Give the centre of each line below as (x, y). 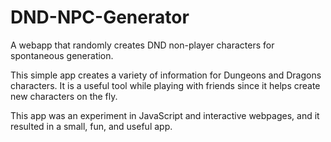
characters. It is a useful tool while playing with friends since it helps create (165, 85)
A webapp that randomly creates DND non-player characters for (142, 45)
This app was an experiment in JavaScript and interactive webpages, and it (165, 115)
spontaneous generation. (62, 55)
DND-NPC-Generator (100, 17)
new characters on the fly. (64, 96)
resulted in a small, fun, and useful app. (91, 126)
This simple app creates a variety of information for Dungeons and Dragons (166, 75)
